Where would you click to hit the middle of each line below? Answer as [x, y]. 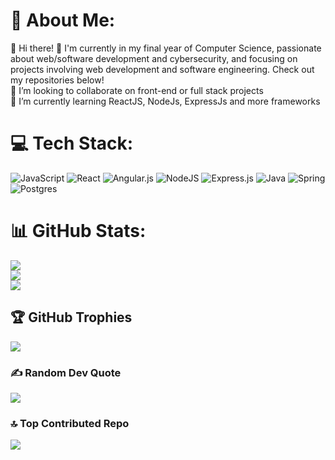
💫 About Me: [63, 20]
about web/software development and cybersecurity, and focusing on [154, 58]
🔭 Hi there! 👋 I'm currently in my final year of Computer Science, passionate [166, 48]
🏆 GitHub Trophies [71, 317]
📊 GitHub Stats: [78, 231]
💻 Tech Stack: [72, 143]
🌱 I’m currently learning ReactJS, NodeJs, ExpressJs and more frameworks [165, 101]
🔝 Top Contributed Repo [70, 423]
